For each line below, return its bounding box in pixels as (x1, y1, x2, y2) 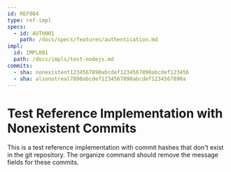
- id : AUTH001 (13, 29, 55, 37)
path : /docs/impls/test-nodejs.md (13, 56, 114, 63)
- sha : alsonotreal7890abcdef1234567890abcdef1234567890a (13, 75, 187, 83)
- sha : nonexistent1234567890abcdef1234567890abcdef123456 (13, 69, 190, 76)
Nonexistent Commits (7, 120, 136, 136)
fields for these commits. (7, 158, 79, 166)
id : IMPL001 (13, 50, 49, 57)
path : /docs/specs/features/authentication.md (20, 36, 158, 43)
